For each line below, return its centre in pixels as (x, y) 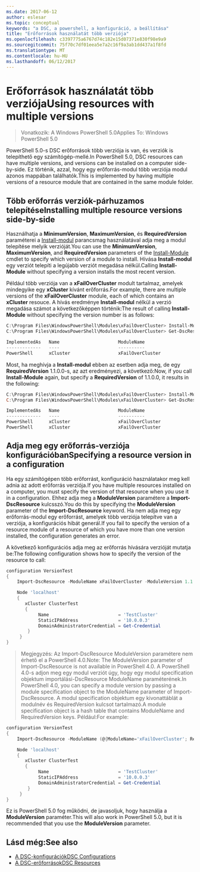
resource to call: (26, 560)
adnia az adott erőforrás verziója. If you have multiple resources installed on (99, 485)
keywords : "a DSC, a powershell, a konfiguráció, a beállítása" (87, 28)
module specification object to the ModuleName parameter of (96, 692)
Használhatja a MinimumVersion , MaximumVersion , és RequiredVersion (96, 234)
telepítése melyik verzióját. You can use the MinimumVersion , (82, 246)
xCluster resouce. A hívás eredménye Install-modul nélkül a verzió (89, 302)
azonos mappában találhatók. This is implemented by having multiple (90, 176)
